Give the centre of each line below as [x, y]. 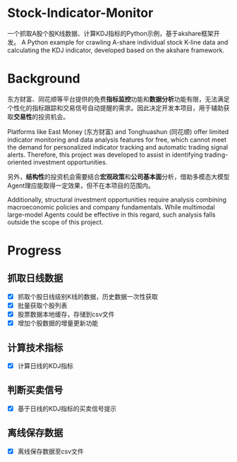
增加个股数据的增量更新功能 [58, 323]
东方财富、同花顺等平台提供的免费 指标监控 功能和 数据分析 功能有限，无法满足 [119, 99]
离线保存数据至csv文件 [51, 451]
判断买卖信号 [35, 390]
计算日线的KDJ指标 [45, 365]
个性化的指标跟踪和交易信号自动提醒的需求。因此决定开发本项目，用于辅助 [115, 108]
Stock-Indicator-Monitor [80, 13]
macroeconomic [31, 207]
